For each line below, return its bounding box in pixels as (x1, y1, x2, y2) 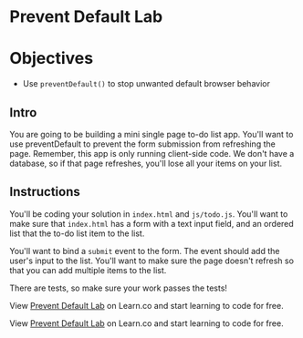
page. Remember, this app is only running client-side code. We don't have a (9, 148, 295, 159)
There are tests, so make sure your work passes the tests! (9, 282, 228, 293)
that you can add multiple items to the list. (9, 264, 167, 275)
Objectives (9, 48, 94, 69)
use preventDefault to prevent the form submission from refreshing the (9, 138, 276, 149)
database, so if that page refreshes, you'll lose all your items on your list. (9, 158, 283, 169)
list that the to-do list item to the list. (9, 228, 145, 239)
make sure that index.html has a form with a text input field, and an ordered (9, 218, 294, 229)
